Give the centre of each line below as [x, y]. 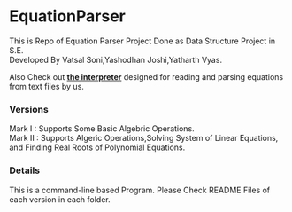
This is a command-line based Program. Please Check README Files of [140, 190]
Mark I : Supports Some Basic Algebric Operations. [102, 129]
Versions [29, 109]
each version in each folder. [60, 199]
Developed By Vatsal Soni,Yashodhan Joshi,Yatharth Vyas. [116, 59]
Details [25, 170]
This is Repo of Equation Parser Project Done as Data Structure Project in [142, 41]
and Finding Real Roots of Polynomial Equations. [97, 147]
